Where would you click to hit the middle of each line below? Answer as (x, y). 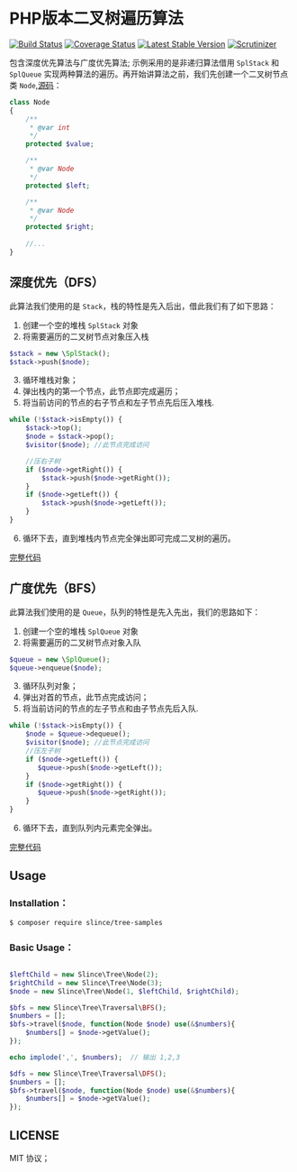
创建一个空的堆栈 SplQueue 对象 (80, 631)
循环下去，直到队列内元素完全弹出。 (90, 828)
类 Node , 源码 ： (36, 85)
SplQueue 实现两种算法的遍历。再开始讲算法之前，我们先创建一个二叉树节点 (149, 74)
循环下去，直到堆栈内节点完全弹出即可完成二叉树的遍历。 (129, 538)
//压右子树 (43, 461)
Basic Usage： (42, 948)
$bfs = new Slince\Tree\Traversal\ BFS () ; (88, 1007)
